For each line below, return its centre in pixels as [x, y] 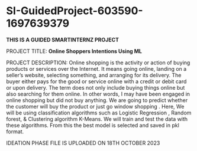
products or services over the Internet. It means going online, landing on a [96, 68]
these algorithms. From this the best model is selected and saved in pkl [93, 125]
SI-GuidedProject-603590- [75, 11]
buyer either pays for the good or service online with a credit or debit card [96, 81]
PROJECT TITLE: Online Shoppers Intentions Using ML [74, 51]
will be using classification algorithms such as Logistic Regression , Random [99, 113]
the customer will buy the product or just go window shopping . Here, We [95, 106]
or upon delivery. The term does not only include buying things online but [96, 87]
